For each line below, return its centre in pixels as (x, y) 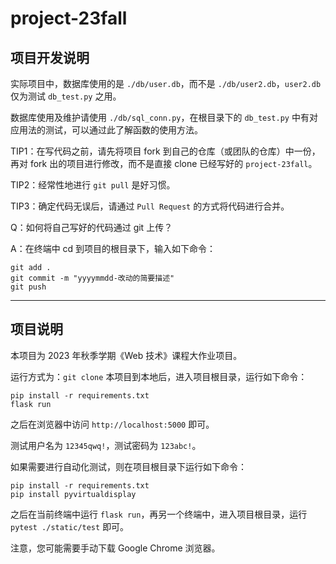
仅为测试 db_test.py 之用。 (66, 96)
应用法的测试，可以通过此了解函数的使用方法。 (106, 130)
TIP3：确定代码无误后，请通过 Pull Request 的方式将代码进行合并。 (150, 206)
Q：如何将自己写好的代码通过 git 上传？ (91, 227)
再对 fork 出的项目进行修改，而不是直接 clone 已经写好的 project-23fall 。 (164, 163)
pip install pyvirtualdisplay (73, 494)
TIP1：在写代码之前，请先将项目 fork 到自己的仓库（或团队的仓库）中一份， (165, 151)
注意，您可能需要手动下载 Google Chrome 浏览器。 (115, 548)
